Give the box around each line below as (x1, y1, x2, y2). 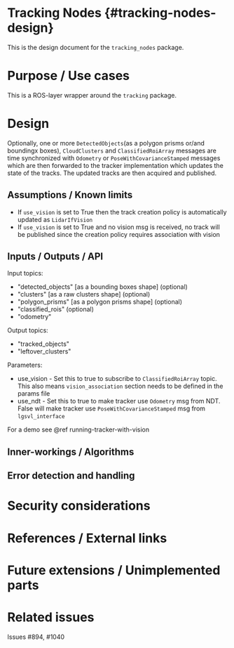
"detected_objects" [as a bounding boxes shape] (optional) (17, 283, 188, 291)
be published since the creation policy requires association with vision (17, 230, 221, 238)
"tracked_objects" (17, 339, 70, 349)
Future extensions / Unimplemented (7, 562, 221, 578)
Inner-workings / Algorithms (7, 446, 135, 458)
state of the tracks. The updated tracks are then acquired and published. (7, 169, 217, 177)
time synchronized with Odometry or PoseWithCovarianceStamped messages (7, 153, 221, 162)
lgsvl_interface (17, 413, 65, 420)
